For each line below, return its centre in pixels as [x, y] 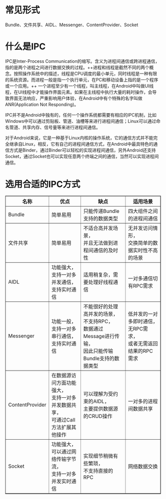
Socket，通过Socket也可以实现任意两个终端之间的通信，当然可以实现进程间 [82, 156]
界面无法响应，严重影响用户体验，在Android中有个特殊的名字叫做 [76, 98]
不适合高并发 [98, 228]
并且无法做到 [98, 243]
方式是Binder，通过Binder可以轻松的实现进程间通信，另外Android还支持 [83, 150]
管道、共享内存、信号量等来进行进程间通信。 [55, 127]
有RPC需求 [140, 286]
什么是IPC [25, 47]
